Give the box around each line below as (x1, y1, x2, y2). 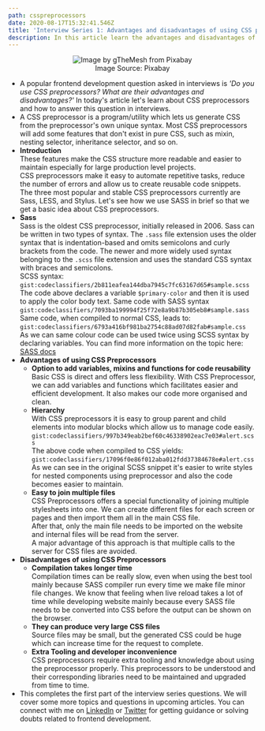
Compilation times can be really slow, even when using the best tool (31, 572, 252, 581)
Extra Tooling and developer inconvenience (31, 647, 177, 657)
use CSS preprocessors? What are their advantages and (19, 88, 204, 97)
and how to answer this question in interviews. (19, 104, 171, 114)
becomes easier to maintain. (31, 479, 124, 489)
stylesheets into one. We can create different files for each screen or (31, 505, 255, 514)
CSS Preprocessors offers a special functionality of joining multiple (31, 496, 249, 505)
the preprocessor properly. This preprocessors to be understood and (31, 664, 256, 673)
